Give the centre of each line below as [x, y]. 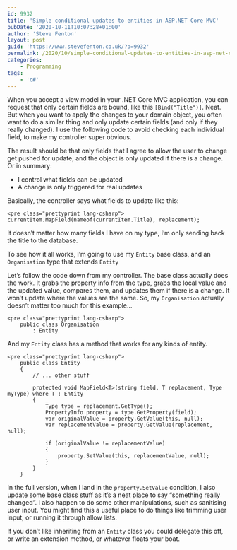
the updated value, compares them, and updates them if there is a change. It [119, 291]
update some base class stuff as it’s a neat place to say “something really [114, 495]
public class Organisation [60, 325]
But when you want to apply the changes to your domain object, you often [115, 115]
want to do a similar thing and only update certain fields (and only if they [113, 122]
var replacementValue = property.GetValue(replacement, [129, 425]
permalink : [23, 54]
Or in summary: [30, 166]
